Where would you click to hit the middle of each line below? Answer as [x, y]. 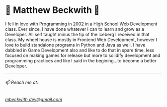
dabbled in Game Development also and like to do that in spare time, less [80, 50]
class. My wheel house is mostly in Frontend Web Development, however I [81, 40]
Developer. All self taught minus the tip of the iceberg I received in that [78, 34]
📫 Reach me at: [22, 82]
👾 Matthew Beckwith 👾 [52, 10]
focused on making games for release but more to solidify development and [83, 55]
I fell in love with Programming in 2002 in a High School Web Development [81, 24]
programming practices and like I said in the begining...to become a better [81, 60]
